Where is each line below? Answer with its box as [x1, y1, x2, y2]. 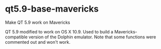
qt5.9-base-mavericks [5, 3, 99, 15]
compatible [5, 34, 28, 40]
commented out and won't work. [5, 39, 71, 45]
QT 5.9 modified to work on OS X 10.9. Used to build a [5, 29, 114, 34]
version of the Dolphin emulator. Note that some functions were [28, 34, 156, 40]
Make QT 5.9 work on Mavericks [5, 19, 70, 25]
